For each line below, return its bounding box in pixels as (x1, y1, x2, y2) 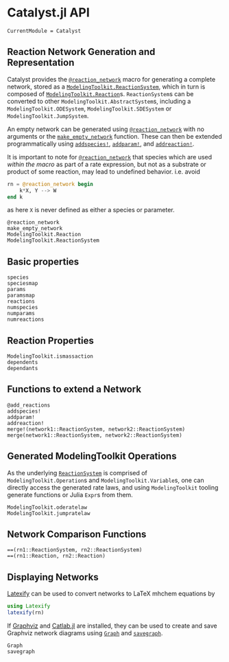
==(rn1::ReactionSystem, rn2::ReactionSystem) (7, 547, 143, 553)
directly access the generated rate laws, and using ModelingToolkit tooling (7, 483, 219, 492)
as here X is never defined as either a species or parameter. (7, 206, 175, 214)
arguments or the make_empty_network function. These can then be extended (7, 132, 222, 140)
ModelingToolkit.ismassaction (7, 353, 94, 360)
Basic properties (7, 255, 80, 267)
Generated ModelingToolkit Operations (7, 450, 177, 462)
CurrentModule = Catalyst (7, 27, 81, 34)
